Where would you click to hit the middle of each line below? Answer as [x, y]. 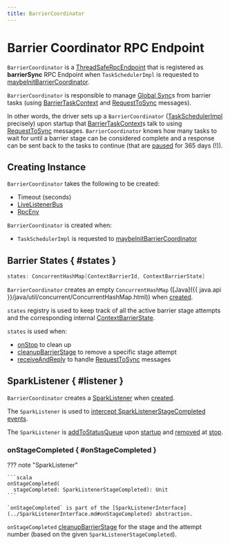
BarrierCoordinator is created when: [60, 225]
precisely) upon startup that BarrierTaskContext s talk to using [95, 123]
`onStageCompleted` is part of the [58, 508]
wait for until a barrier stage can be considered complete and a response [111, 138]
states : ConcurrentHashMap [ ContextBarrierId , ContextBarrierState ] [106, 277]
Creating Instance [47, 167]
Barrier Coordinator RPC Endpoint [106, 47]
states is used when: [37, 331]
